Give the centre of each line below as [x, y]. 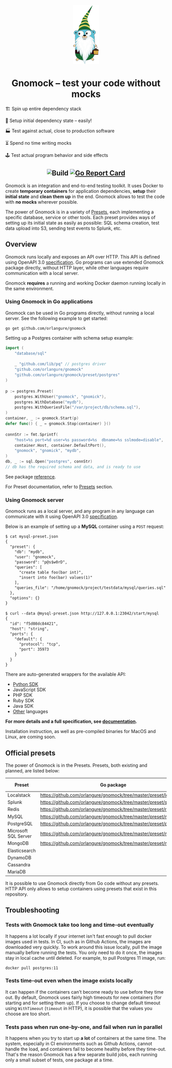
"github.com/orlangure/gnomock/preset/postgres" [67, 375]
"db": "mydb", [29, 552]
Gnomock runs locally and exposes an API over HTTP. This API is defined [83, 256]
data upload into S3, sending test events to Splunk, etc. [63, 228]
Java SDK [23, 706]
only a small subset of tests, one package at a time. [59, 1060]
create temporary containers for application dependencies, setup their [81, 191]
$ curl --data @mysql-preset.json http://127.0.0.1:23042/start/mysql [82, 614]
